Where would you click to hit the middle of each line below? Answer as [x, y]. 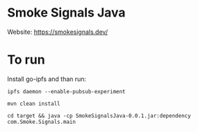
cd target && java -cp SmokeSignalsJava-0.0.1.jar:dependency [99, 115]
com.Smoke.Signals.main [42, 122]
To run [26, 60]
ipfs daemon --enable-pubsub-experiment [67, 91]
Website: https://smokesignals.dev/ [58, 32]
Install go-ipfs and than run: [47, 79]
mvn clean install [34, 104]
